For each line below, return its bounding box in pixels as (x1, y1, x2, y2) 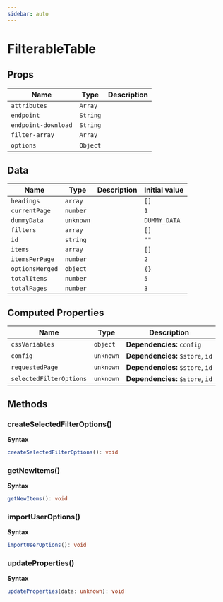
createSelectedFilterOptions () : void (7, 449, 119, 456)
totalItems (11, 275, 47, 283)
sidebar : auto (7, 10, 49, 18)
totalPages (11, 284, 47, 293)
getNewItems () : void (7, 495, 68, 502)
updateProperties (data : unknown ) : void (7, 588, 125, 595)
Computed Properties (7, 306, 104, 318)
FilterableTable (7, 40, 97, 56)
